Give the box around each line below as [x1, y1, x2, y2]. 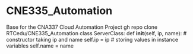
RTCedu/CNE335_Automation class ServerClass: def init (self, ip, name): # [6, 29, 187, 36]
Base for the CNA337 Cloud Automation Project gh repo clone [6, 23, 158, 31]
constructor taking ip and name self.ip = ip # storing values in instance [6, 36, 179, 43]
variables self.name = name [6, 42, 74, 49]
